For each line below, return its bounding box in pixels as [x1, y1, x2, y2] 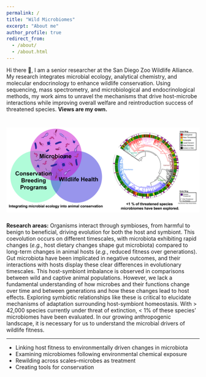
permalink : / [6, 10, 40, 16]
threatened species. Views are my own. [6, 105, 108, 113]
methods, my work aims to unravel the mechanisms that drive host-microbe [6, 92, 197, 99]
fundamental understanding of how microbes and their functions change [6, 281, 190, 288]
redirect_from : [6, 36, 45, 42]
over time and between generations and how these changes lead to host [6, 287, 189, 295]
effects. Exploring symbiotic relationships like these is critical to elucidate [6, 293, 191, 301]
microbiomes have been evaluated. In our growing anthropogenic [6, 313, 172, 321]
